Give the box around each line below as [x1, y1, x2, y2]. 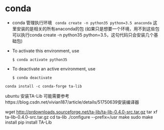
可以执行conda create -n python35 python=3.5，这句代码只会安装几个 [12, 32, 154, 38]
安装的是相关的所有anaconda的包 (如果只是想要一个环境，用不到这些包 [16, 25, 160, 32]
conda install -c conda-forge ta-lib [5, 84, 82, 88]
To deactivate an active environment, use [12, 65, 95, 71]
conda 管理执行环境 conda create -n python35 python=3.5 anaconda [12, 20, 152, 25]
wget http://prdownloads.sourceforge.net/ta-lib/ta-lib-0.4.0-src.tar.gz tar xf [5, 108, 158, 115]
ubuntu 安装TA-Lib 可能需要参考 [5, 93, 70, 99]
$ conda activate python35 [12, 57, 68, 62]
